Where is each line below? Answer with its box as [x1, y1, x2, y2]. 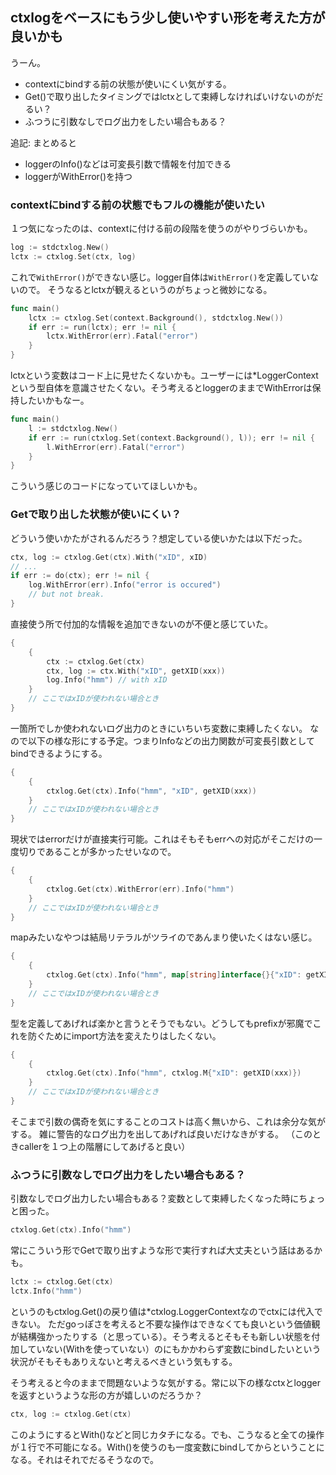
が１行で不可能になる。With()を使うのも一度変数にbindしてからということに [10, 1441, 325, 1453]
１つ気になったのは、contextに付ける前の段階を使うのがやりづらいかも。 [10, 223, 313, 235]
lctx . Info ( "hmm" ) [10, 1286, 83, 1296]
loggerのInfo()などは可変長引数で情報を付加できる [24, 158, 232, 170]
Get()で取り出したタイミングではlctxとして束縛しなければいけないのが [24, 90, 315, 102]
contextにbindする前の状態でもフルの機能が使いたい [10, 198, 265, 212]
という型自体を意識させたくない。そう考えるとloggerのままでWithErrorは [10, 382, 313, 394]
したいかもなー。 [18, 394, 90, 407]
